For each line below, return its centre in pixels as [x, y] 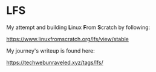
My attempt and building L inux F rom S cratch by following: [78, 27]
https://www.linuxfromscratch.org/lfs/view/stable [67, 39]
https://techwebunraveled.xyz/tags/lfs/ [55, 62]
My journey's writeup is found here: [50, 51]
